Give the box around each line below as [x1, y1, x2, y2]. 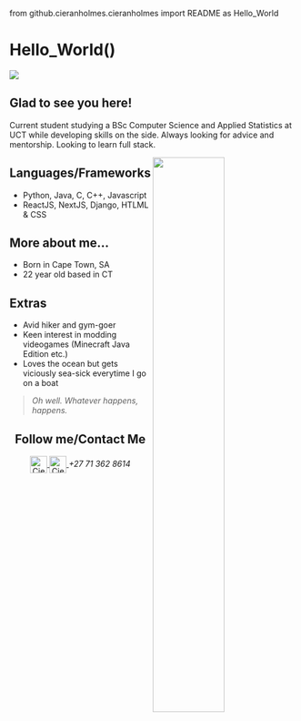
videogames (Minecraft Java [22, 339, 130, 350]
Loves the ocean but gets [22, 359, 118, 370]
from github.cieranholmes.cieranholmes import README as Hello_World [9, 8, 279, 18]
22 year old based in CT [22, 269, 114, 280]
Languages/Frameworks [9, 166, 152, 181]
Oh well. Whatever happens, [31, 395, 139, 406]
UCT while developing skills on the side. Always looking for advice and [9, 129, 275, 140]
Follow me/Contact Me [15, 432, 146, 447]
